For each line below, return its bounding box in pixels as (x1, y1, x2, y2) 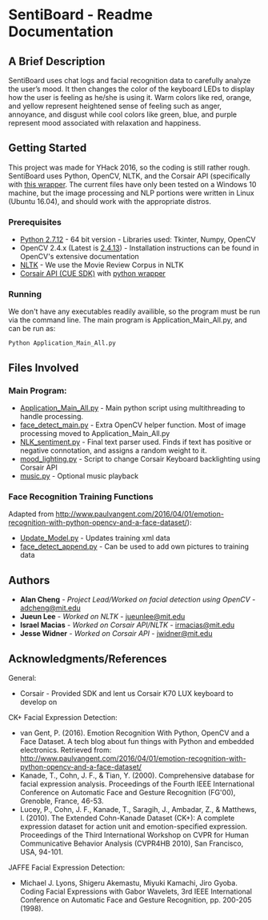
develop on (19, 698, 58, 707)
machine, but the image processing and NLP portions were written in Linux (8, 188, 254, 198)
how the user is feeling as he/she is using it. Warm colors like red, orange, (8, 93, 252, 102)
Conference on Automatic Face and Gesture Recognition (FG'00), (19, 788, 236, 798)
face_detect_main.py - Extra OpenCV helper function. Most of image (19, 420, 246, 430)
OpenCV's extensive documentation (19, 252, 140, 262)
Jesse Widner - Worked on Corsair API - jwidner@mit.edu (19, 629, 213, 638)
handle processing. (19, 412, 84, 422)
